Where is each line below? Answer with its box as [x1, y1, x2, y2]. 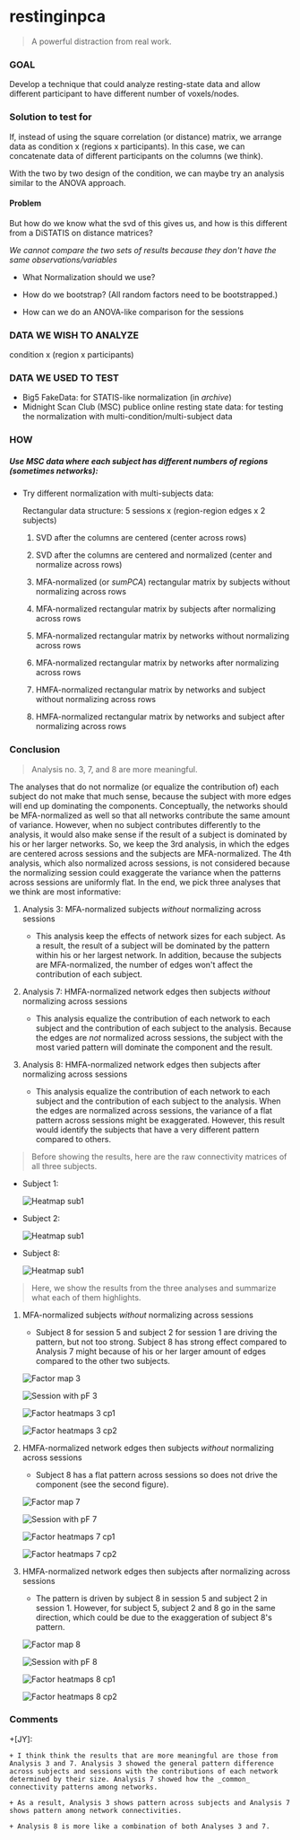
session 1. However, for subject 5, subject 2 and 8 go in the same [35, 1602, 276, 1613]
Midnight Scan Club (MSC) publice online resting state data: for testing [21, 401, 284, 412]
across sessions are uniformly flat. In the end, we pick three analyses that [9, 876, 281, 887]
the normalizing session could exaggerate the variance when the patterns [9, 867, 281, 877]
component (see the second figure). [35, 1479, 169, 1490]
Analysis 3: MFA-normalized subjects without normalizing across [21, 903, 261, 914]
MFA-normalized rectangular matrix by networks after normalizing [35, 657, 279, 668]
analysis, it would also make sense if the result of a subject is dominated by [9, 829, 287, 840]
